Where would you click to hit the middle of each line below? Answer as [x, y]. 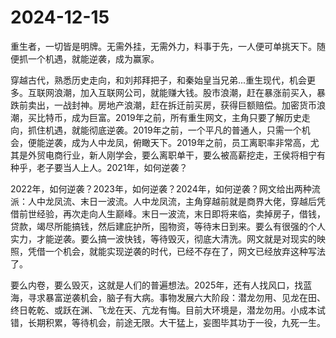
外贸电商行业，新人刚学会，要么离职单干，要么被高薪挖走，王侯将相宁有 [176, 155]
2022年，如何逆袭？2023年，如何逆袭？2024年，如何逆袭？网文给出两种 [161, 188]
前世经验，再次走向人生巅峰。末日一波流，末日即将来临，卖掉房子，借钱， [172, 213]
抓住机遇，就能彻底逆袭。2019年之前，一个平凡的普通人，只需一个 [164, 130]
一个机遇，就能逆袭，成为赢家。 [93, 58]
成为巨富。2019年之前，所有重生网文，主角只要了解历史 [186, 117]
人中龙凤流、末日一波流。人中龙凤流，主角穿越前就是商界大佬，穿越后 [172, 201]
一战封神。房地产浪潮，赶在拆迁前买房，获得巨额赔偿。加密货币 [185, 105]
